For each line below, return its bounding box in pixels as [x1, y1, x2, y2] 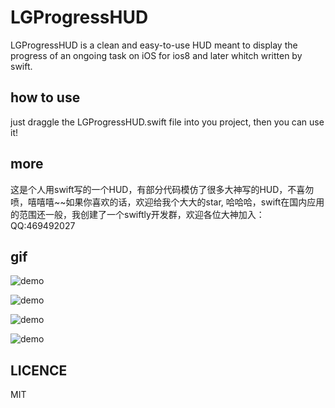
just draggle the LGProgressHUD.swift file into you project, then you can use [10, 116, 325, 128]
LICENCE [10, 362, 68, 379]
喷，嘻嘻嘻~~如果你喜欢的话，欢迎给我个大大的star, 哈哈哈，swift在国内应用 [10, 196, 325, 208]
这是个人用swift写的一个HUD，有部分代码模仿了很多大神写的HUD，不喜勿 [10, 183, 315, 195]
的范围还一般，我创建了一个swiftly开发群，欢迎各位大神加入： [10, 208, 265, 220]
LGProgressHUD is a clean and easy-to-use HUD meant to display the [10, 39, 298, 51]
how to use [10, 89, 81, 106]
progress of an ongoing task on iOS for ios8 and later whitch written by [10, 49, 303, 61]
